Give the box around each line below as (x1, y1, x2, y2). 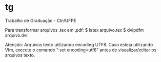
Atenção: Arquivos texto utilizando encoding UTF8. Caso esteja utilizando (5, 41, 153, 47)
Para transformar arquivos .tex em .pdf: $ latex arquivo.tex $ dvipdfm (5, 27, 144, 33)
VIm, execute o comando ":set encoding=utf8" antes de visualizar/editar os (5, 47, 157, 53)
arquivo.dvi (5, 32, 28, 38)
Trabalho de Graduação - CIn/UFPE (5, 18, 77, 23)
